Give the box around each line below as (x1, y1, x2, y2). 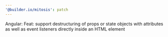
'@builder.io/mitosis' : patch (5, 7, 69, 12)
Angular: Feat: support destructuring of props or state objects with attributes (5, 21, 163, 27)
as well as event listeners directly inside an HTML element (5, 26, 125, 32)
